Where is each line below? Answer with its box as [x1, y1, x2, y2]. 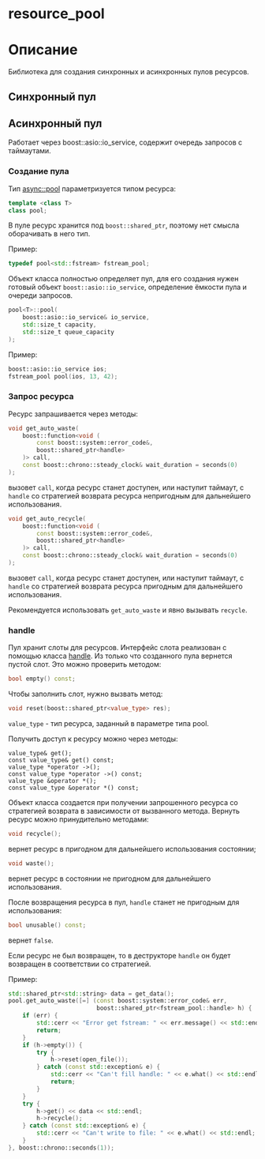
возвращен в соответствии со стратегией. [8, 959, 151, 969]
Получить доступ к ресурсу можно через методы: [8, 734, 179, 743]
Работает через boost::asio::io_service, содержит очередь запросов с [8, 137, 243, 147]
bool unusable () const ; [8, 921, 87, 929]
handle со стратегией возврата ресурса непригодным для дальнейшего [8, 491, 251, 500]
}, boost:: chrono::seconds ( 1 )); [8, 1143, 114, 1152]
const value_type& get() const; [8, 756, 114, 764]
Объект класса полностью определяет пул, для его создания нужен [8, 274, 239, 284]
